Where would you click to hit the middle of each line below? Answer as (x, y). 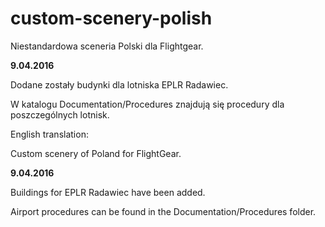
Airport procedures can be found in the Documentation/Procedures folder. (163, 211)
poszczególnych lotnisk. (60, 114)
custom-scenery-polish (111, 18)
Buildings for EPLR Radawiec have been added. (108, 192)
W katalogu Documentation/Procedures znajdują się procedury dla (147, 104)
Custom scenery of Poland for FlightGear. (96, 153)
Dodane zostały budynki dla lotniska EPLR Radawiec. (119, 84)
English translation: (49, 134)
